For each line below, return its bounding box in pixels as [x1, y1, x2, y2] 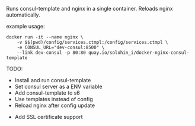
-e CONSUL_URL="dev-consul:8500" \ [17, 44, 105, 50]
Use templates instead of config [14, 96, 93, 102]
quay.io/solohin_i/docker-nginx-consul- [88, 50, 190, 56]
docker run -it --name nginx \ [6, 34, 84, 40]
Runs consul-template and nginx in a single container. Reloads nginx [6, 5, 173, 12]
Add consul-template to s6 [14, 89, 80, 96]
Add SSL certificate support [14, 114, 83, 120]
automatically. [6, 11, 40, 18]
